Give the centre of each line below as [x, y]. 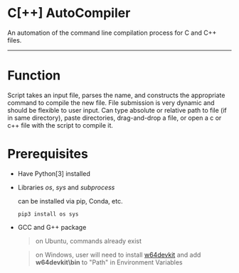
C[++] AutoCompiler [69, 13]
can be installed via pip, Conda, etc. [70, 201]
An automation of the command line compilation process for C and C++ [112, 33]
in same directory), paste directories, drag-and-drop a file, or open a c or [115, 118]
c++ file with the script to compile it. [60, 125]
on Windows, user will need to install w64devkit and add [118, 255]
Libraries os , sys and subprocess [66, 187]
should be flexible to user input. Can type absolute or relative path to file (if [117, 110]
